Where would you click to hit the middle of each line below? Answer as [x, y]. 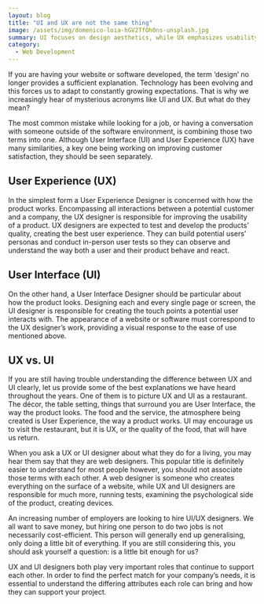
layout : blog [29, 15]
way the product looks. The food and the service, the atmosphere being [125, 413]
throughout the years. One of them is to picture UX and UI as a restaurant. [128, 396]
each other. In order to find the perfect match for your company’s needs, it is [132, 576]
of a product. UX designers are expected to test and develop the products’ [128, 225]
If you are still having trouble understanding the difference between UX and [130, 379]
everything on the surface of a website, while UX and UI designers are [122, 486]
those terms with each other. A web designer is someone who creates [121, 478]
